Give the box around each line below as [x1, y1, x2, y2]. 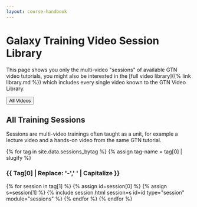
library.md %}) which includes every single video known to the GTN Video [6, 78, 186, 86]
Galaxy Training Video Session [6, 34, 159, 47]
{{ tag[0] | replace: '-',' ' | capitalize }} [6, 169, 120, 178]
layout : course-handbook [6, 8, 67, 15]
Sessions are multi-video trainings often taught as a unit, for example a [6, 130, 178, 137]
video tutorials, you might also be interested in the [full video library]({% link [6, 72, 191, 80]
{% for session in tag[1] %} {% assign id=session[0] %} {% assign [6, 182, 167, 189]
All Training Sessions [6, 114, 86, 124]
